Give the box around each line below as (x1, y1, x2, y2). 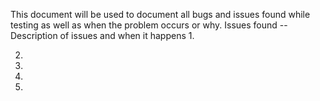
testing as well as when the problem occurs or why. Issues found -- (10, 19, 288, 31)
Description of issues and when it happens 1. (10, 30, 195, 41)
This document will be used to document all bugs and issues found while (10, 9, 311, 20)
